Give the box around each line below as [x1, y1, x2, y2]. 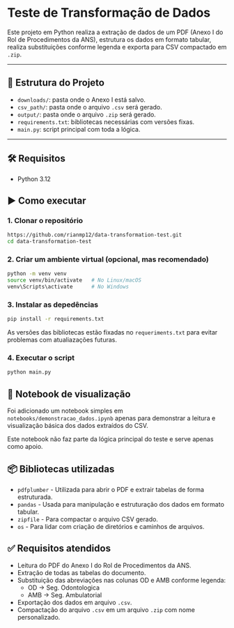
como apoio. [7, 443, 43, 451]
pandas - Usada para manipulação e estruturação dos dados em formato [17, 500, 225, 508]
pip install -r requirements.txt [7, 316, 104, 323]
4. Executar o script [7, 353, 75, 363]
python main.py [7, 369, 52, 376]
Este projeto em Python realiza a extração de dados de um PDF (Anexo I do [7, 28, 224, 36]
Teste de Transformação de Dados [7, 5, 211, 21]
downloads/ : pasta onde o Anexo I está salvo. [17, 95, 146, 104]
